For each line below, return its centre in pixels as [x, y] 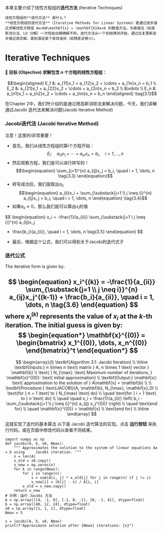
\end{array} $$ [82, 414]
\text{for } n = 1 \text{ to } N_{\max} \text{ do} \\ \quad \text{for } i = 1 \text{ [82, 393]
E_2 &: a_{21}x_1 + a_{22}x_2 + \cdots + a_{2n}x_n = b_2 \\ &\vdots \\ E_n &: [82, 89]
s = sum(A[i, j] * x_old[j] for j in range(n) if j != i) [91, 478]
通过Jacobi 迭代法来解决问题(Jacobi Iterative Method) [59, 110]
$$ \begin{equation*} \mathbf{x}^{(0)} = [82, 335]
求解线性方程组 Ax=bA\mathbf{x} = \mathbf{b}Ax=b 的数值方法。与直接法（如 [80, 28]
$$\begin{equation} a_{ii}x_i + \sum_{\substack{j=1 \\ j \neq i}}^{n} [85, 193]
